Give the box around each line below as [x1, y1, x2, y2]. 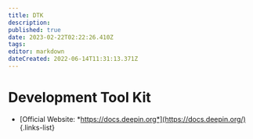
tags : [8, 41, 26, 48]
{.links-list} [19, 123, 56, 132]
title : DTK [8, 11, 44, 20]
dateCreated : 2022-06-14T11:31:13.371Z [8, 55, 139, 63]
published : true [8, 26, 61, 34]
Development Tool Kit [8, 89, 151, 106]
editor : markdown [8, 48, 65, 55]
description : [8, 19, 51, 27]
